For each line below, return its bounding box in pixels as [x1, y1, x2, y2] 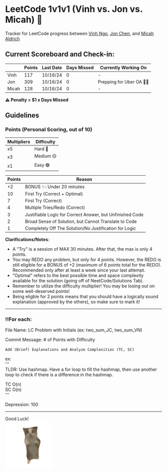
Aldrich [5, 36, 20, 42]
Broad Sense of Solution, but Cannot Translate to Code [24, 218, 137, 224]
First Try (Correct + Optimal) [24, 191, 83, 197]
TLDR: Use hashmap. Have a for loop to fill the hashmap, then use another [5, 366, 158, 372]
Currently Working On [100, 65, 147, 70]
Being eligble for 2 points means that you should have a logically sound [12, 293, 159, 299]
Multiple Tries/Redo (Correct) [24, 204, 85, 210]
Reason [76, 176, 92, 182]
